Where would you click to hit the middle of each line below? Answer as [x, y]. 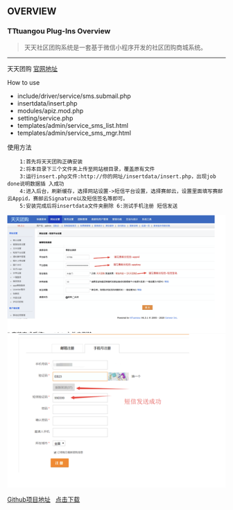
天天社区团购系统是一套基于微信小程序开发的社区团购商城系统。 [115, 47]
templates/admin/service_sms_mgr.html [74, 133]
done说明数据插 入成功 [36, 183]
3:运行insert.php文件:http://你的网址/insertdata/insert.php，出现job [118, 176]
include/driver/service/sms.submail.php [74, 96]
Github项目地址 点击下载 [44, 500]
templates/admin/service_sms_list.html [72, 125]
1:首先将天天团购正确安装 [51, 162]
